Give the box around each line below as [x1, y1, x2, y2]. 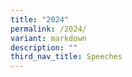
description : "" [10, 42, 78, 53]
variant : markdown [10, 33, 87, 43]
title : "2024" [10, 14, 70, 25]
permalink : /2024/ [10, 24, 87, 34]
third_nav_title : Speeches [10, 52, 123, 62]
